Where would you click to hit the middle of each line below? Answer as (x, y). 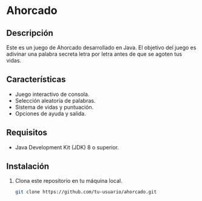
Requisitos (27, 133)
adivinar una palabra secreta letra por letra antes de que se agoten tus (94, 54)
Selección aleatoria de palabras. (55, 100)
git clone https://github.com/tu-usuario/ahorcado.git (86, 192)
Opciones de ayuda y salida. (50, 114)
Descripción (30, 33)
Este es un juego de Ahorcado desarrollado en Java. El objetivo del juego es (101, 47)
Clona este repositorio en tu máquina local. (69, 181)
